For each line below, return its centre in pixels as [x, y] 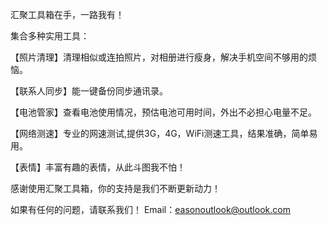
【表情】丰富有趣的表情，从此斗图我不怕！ [98, 167]
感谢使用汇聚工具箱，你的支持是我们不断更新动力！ [115, 188]
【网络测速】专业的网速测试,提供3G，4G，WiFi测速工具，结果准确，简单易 [164, 133]
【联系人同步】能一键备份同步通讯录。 [89, 91]
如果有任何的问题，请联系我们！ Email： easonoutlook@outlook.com [150, 209]
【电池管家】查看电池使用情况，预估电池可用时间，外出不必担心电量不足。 [163, 112]
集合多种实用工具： [50, 36]
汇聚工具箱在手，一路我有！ [67, 14]
